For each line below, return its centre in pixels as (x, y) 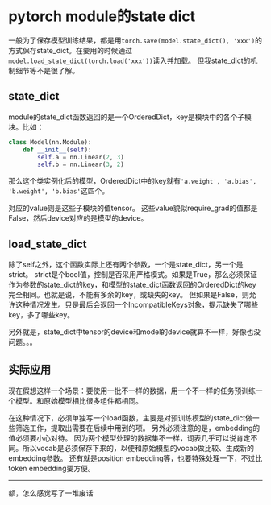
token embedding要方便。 (52, 468)
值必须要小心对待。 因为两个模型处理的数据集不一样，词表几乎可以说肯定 (129, 438)
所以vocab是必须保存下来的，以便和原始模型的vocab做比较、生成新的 (138, 448)
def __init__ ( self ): (57, 150)
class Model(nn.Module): (50, 142)
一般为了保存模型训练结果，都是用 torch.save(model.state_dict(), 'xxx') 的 (135, 40)
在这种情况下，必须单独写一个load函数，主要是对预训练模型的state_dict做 (130, 418)
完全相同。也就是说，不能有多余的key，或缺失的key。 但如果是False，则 (129, 295)
